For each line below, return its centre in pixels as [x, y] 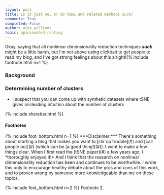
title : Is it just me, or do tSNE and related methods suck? [69, 14]
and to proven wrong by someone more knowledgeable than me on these [80, 173]
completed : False [23, 23]
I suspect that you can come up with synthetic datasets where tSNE [81, 99]
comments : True [21, 19]
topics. [12, 178]
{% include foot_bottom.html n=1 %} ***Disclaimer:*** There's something [81, 136]
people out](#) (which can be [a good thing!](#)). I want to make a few [76, 147]
